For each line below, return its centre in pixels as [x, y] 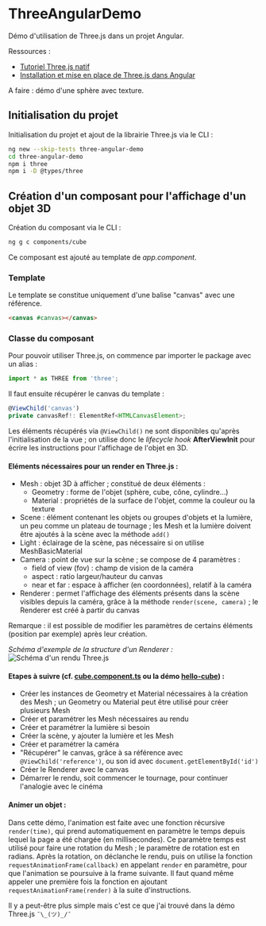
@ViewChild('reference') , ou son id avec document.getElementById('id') [139, 761]
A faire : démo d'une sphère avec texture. [76, 90]
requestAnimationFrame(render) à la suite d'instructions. [100, 889]
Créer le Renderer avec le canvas [74, 770]
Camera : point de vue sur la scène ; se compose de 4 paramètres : [130, 560]
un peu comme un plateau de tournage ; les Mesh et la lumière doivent [135, 526]
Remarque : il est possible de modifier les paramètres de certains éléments [131, 626]
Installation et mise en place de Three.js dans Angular [108, 75]
